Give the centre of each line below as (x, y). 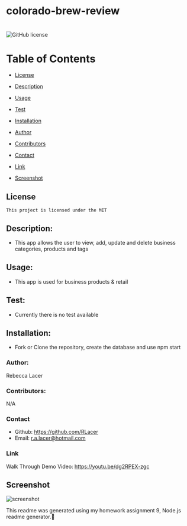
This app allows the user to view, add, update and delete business (95, 242)
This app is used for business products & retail (71, 281)
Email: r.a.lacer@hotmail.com (50, 438)
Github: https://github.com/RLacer (57, 432)
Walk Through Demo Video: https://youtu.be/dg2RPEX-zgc (78, 466)
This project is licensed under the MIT (57, 210)
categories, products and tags (51, 249)
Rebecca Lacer (25, 375)
